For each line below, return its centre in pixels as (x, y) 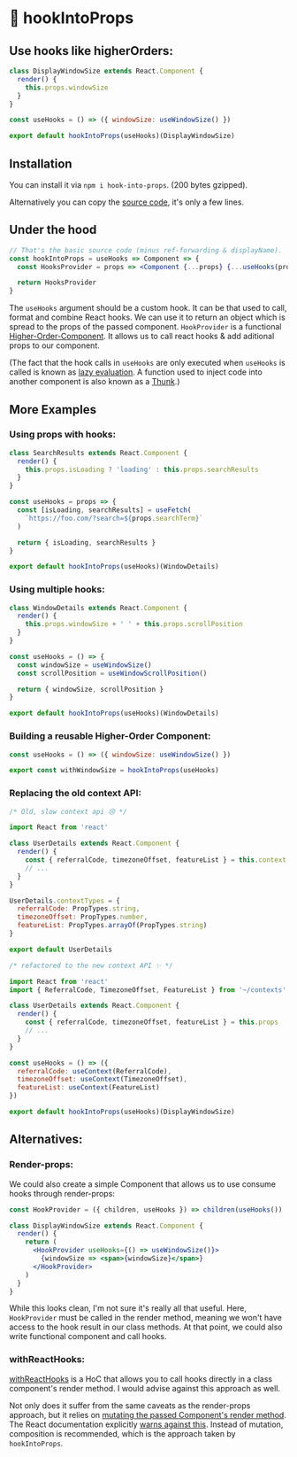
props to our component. (54, 345)
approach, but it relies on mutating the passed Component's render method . (148, 1414)
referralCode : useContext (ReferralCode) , (95, 1071)
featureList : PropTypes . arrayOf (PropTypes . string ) (112, 926)
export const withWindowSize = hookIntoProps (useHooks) (114, 771)
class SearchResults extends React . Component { (99, 453)
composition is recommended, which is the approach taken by (122, 1433)
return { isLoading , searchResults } (87, 542)
